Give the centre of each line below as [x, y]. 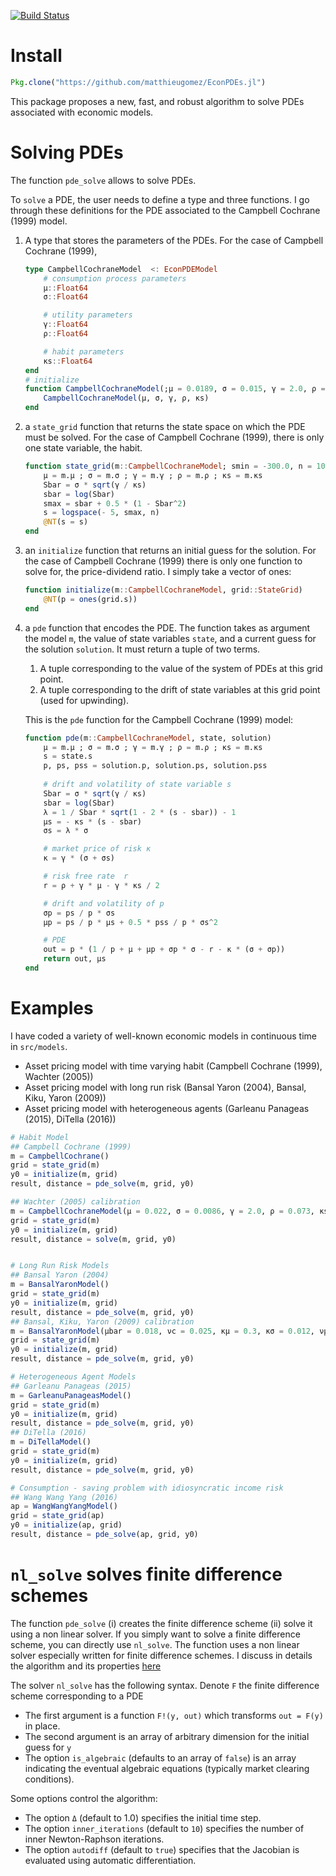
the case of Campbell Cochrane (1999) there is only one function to [163, 561]
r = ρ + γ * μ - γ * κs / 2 [101, 885]
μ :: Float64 [66, 288]
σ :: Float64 [66, 297]
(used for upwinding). [84, 700]
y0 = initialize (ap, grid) [66, 1525]
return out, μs [75, 959]
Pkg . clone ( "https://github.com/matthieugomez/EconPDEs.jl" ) [138, 82]
